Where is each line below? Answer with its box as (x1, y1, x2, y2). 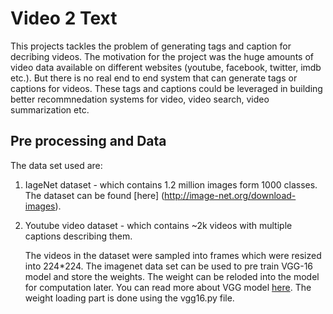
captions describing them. (24, 230, 133, 242)
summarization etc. (10, 103, 90, 116)
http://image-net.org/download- (164, 189, 297, 201)
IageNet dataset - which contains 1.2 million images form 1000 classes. (24, 178, 318, 191)
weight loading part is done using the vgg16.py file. (24, 292, 235, 304)
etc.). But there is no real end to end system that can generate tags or (10, 72, 298, 84)
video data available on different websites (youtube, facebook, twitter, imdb (10, 61, 322, 73)
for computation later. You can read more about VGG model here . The (24, 281, 312, 293)
